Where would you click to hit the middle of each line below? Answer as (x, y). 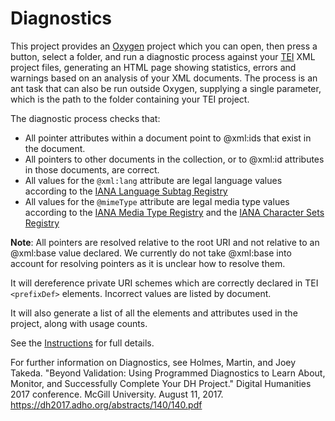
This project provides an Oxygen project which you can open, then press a (164, 46)
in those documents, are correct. (92, 169)
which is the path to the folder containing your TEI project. (130, 99)
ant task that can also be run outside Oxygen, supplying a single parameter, (166, 88)
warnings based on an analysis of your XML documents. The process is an (164, 78)
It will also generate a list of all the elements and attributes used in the (154, 313)
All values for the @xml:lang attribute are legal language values (153, 180)
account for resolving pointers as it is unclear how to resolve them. (148, 263)
